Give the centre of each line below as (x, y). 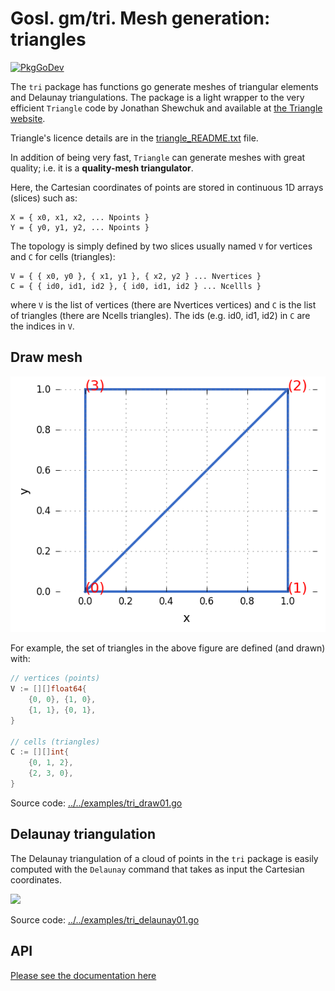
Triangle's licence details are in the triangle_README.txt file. (134, 138)
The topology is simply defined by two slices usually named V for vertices (161, 246)
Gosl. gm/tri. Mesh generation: (140, 18)
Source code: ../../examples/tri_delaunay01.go (105, 919)
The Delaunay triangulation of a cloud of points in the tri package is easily (164, 858)
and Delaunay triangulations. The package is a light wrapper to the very (157, 97)
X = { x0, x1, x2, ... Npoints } (80, 217)
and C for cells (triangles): (63, 256)
